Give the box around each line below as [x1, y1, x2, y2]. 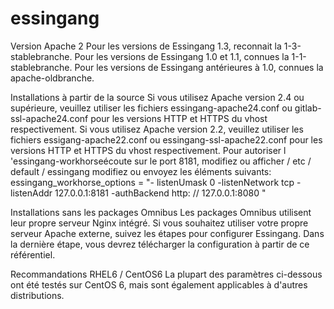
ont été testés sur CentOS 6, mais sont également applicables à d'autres [10, 278, 308, 291]
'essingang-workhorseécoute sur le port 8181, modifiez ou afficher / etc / [10, 155, 312, 167]
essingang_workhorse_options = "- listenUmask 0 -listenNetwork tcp [10, 176, 295, 188]
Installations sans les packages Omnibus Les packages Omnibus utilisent [10, 206, 312, 218]
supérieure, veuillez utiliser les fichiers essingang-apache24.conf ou [10, 102, 293, 114]
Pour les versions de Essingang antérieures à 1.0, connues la [74, 61, 324, 73]
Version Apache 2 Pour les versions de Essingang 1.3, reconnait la [10, 40, 282, 52]
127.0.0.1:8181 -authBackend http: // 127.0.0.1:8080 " [54, 187, 267, 199]
